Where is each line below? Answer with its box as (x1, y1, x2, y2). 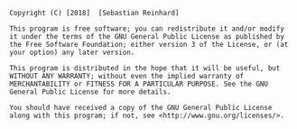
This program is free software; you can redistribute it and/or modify (9, 24, 284, 33)
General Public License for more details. (9, 88, 172, 97)
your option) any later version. (9, 48, 135, 57)
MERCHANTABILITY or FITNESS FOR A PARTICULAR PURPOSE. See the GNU (9, 79, 269, 88)
